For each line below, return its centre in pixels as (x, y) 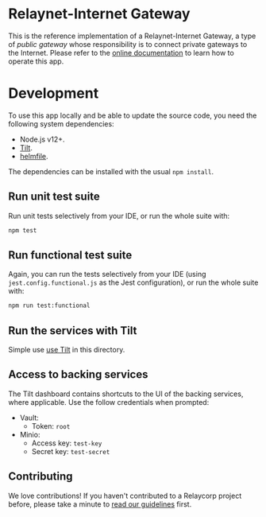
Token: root (51, 426)
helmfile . (34, 156)
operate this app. (36, 61)
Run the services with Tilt (73, 330)
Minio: (30, 434)
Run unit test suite (54, 197)
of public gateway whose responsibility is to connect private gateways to (128, 44)
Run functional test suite (70, 255)
